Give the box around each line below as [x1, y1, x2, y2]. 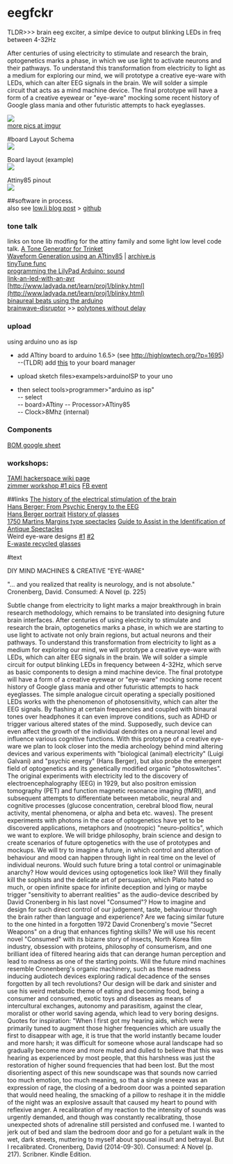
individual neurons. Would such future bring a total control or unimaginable [7, 861, 222, 869]
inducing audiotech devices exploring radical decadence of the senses [7, 972, 211, 980]
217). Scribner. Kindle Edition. [7, 1150, 92, 1158]
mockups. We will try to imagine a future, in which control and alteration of [7, 846, 221, 855]
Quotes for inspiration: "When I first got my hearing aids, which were [7, 1017, 204, 1025]
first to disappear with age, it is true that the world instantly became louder [7, 1031, 221, 1040]
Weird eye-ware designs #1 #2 [7, 532, 95, 540]
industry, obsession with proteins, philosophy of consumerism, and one [7, 943, 212, 951]
